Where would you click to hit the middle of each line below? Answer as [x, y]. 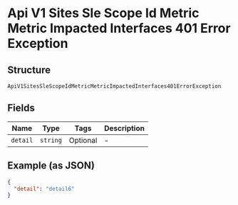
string [51, 140]
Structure [29, 70]
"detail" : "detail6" [44, 189]
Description [124, 128]
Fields [21, 108]
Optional [83, 140]
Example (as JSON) [51, 166]
